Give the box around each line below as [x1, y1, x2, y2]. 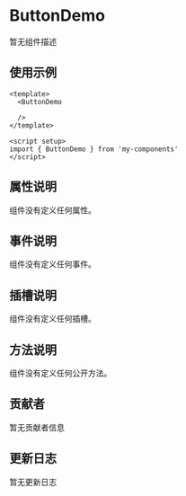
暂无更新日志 [9, 476, 57, 487]
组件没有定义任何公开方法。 [9, 368, 112, 378]
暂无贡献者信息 [9, 421, 65, 432]
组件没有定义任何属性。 [9, 204, 96, 216]
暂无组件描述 [9, 36, 57, 47]
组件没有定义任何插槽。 [9, 314, 96, 324]
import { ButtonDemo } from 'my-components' [9, 145, 179, 154]
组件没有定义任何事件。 [9, 259, 96, 270]
